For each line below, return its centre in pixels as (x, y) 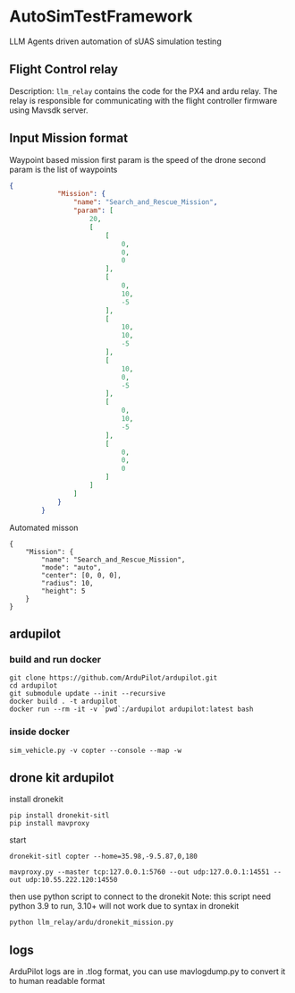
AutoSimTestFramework (101, 17)
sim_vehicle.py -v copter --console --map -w (95, 750)
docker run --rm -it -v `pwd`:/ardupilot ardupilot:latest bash (131, 709)
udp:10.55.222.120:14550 (72, 880)
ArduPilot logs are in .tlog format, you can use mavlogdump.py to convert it (147, 972)
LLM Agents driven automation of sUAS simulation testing (115, 41)
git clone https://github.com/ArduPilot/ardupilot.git (114, 678)
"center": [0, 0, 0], (82, 575)
